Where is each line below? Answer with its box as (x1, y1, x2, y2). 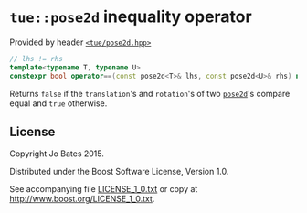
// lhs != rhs (9, 54, 64, 63)
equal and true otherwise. (9, 98, 108, 109)
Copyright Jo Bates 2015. (9, 148, 105, 159)
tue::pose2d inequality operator (9, 6, 253, 27)
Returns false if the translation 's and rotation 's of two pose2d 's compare (9, 88, 291, 99)
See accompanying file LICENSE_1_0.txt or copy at (9, 184, 198, 195)
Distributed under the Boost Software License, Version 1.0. (9, 166, 229, 177)
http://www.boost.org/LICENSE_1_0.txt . (9, 194, 155, 205)
